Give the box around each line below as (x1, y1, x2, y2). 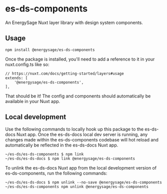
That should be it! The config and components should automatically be (5, 93, 151, 99)
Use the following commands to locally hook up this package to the (5, 126, 144, 132)
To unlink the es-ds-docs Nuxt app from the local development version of (5, 164, 157, 170)
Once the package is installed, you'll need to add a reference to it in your (5, 56, 155, 62)
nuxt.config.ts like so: (5, 61, 49, 67)
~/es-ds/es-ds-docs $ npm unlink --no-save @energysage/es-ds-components (5, 179, 162, 185)
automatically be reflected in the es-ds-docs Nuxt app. (5, 142, 118, 148)
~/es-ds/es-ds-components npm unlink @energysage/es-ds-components (5, 184, 149, 189)
